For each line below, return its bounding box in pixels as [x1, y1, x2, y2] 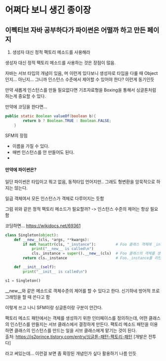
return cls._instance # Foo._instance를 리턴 [23, 256, 162, 261]
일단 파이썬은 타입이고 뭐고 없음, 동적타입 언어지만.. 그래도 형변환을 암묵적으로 [5, 179, 156, 184]
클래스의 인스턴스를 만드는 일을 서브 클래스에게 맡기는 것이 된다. [14, 327, 137, 333]
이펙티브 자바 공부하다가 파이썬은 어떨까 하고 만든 [5, 26, 146, 34]
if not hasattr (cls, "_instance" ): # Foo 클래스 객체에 [23, 241, 152, 247]
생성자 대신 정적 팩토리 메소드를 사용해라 [12, 49, 90, 55]
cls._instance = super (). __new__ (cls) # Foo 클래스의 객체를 [31, 251, 155, 256]
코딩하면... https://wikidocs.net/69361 [5, 223, 81, 229]
